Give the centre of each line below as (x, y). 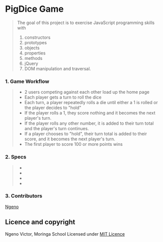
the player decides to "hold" (53, 108)
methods (33, 58)
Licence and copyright (40, 222)
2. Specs (16, 157)
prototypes (36, 42)
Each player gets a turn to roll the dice (63, 97)
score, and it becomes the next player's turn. (70, 139)
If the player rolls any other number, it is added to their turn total (89, 123)
